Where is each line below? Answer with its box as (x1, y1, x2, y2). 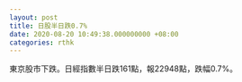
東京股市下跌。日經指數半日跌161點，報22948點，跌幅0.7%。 (9, 63, 238, 74)
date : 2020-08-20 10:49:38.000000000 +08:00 (9, 29, 179, 38)
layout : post (9, 12, 58, 22)
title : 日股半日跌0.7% (9, 21, 88, 30)
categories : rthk (9, 37, 75, 47)
